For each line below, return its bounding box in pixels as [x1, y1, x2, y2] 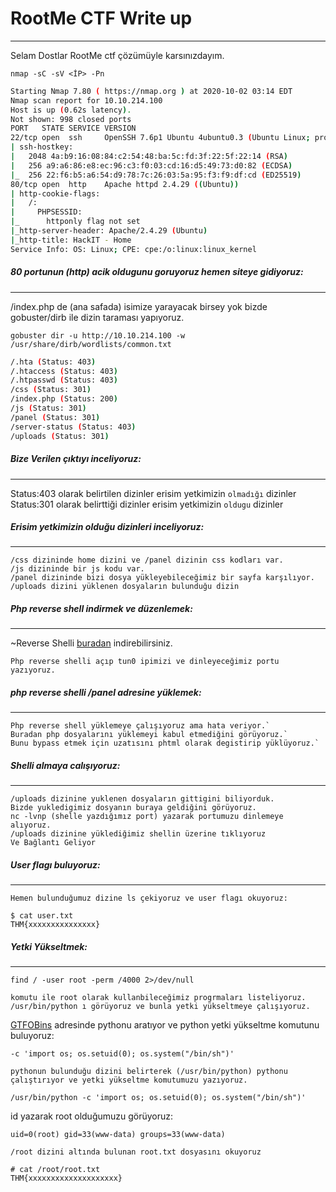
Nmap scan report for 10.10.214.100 [10, 95, 163, 106]
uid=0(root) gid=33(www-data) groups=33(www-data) [10, 1130, 226, 1140]
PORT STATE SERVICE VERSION [10, 123, 137, 134]
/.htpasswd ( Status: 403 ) [10, 375, 118, 386]
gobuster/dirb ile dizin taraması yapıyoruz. [10, 311, 185, 323]
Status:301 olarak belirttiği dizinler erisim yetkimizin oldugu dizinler [10, 498, 284, 510]
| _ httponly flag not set [10, 217, 141, 227]
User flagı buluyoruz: [10, 858, 101, 871]
